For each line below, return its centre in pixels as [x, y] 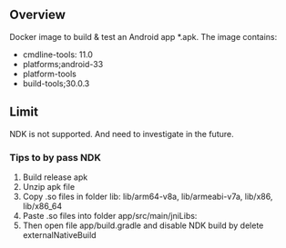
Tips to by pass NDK [56, 157]
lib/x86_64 [42, 206]
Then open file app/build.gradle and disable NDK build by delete [143, 225]
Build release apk [55, 177]
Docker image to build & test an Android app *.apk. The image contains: [143, 36]
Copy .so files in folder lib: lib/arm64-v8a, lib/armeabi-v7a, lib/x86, [148, 196]
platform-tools [50, 74]
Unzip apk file [49, 186]
